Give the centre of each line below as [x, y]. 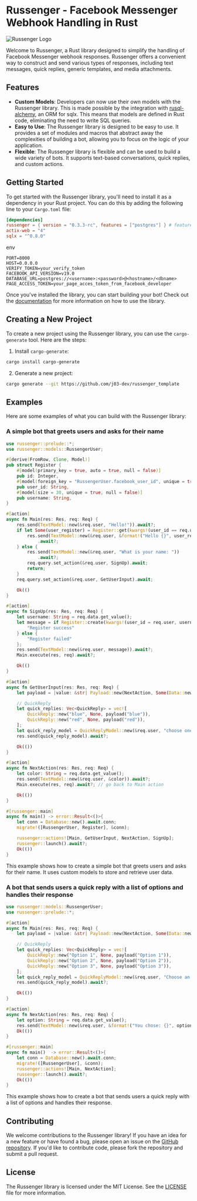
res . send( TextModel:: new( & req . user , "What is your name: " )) [103, 552]
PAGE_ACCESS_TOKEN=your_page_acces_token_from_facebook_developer [89, 284]
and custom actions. [39, 164]
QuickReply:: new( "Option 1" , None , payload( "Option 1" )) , [99, 955]
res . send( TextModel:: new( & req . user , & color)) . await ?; [84, 779]
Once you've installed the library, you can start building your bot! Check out [97, 295]
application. [29, 145]
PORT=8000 [18, 258]
